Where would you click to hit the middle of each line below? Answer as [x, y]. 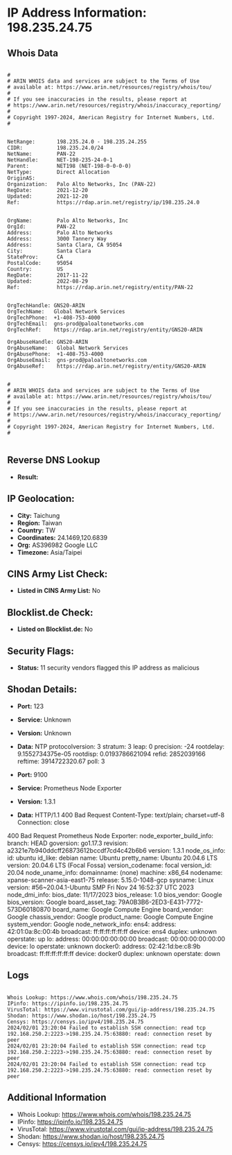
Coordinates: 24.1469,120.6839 [62, 537]
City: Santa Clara [49, 251]
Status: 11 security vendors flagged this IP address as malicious [108, 668]
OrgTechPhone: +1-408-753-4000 [54, 318]
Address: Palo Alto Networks [60, 233]
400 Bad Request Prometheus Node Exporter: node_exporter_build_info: [110, 835]
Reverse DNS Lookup [54, 460]
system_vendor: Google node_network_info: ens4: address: [92, 924]
